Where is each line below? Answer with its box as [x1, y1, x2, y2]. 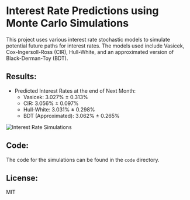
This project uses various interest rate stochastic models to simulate [6, 36, 171, 43]
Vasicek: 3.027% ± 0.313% [23, 93, 89, 100]
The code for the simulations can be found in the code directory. [6, 156, 160, 163]
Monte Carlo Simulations [6, 16, 129, 30]
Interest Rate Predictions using [6, 4, 159, 18]
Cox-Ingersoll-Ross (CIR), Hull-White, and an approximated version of [6, 48, 174, 55]
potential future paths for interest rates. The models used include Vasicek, [6, 42, 185, 49]
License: [6, 173, 38, 183]
